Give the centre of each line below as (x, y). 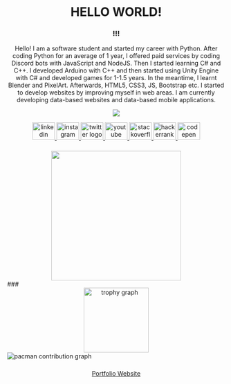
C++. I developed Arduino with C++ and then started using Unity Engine (116, 70)
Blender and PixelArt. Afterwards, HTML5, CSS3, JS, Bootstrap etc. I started (116, 85)
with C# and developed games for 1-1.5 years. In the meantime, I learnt (116, 78)
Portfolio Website (116, 374)
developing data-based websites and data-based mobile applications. (116, 100)
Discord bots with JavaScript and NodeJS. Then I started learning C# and (116, 64)
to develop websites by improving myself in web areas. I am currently (116, 93)
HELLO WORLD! (116, 12)
